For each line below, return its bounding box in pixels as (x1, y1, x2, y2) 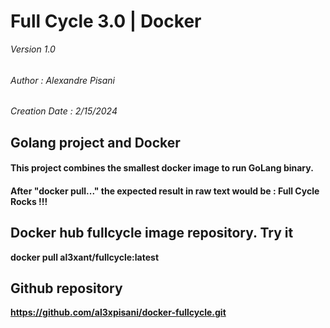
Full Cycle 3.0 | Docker (10, 10, 202, 33)
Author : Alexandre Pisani (10, 74, 116, 86)
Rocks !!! (10, 195, 48, 207)
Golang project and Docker (10, 134, 181, 151)
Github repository (10, 280, 123, 297)
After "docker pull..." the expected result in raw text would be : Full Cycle (10, 185, 320, 197)
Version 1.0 (10, 43, 56, 55)
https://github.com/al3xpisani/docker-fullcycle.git (10, 306, 227, 319)
